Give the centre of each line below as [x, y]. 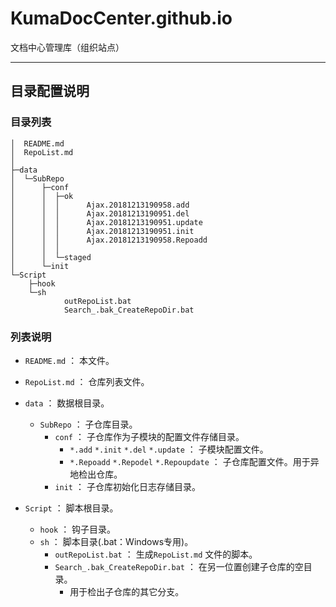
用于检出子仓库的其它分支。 [127, 591]
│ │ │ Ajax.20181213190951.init [102, 231]
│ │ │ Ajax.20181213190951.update [106, 222]
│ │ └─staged [51, 257]
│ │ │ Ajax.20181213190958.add [100, 205]
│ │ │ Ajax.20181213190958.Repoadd [109, 240]
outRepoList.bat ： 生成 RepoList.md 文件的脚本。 [156, 554]
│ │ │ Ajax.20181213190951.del [100, 213]
